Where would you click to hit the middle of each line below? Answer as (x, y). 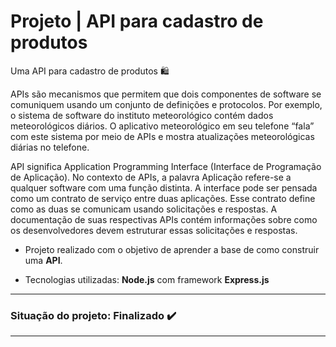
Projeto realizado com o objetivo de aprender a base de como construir (172, 249)
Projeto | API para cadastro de (137, 21)
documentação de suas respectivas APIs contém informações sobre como (164, 219)
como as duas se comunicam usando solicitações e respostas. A (144, 209)
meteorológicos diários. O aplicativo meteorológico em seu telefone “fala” (162, 126)
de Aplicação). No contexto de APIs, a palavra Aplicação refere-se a (151, 177)
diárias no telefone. (50, 147)
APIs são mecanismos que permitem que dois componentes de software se (166, 94)
